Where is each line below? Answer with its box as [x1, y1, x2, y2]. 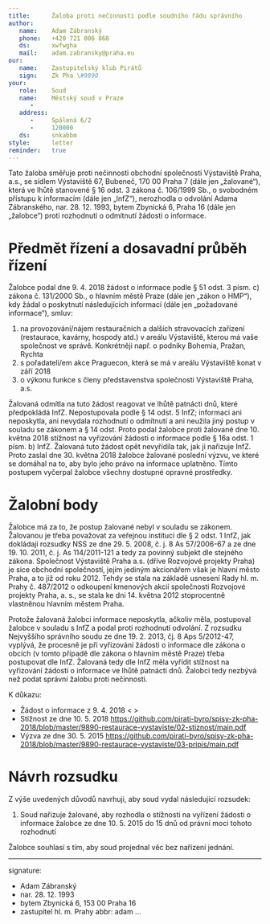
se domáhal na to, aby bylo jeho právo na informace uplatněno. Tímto [8, 459, 239, 468]
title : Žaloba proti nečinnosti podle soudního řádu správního [8, 11, 243, 20]
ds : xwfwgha [18, 42, 78, 50]
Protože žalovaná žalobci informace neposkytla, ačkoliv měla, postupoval [8, 615, 252, 624]
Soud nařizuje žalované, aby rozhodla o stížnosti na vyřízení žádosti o [19, 810, 252, 820]
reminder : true [8, 146, 67, 154]
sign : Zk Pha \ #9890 [18, 72, 99, 80]
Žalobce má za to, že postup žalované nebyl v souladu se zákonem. [8, 522, 233, 532]
